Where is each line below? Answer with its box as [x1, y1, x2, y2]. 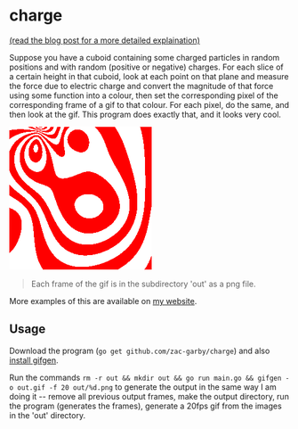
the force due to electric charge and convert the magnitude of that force [9, 80, 274, 91]
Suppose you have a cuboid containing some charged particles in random [9, 52, 280, 62]
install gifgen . [9, 354, 60, 366]
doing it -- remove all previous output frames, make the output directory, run [9, 391, 289, 401]
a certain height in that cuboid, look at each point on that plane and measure [9, 70, 289, 81]
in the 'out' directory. [9, 409, 86, 420]
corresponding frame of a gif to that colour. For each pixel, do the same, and [9, 99, 290, 110]
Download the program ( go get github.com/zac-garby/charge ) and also [9, 345, 270, 356]
